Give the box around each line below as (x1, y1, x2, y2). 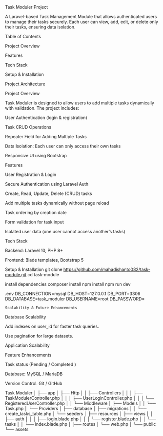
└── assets (5, 426, 29, 432)
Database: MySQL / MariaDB (5, 371, 63, 377)
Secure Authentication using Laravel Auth (5, 181, 89, 187)
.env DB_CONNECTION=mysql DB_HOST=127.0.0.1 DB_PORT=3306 (5, 291, 141, 296)
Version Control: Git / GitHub (5, 381, 62, 386)
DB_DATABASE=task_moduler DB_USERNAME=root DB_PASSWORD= (5, 296, 145, 302)
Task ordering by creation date (5, 210, 67, 215)
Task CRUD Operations (5, 124, 52, 130)
